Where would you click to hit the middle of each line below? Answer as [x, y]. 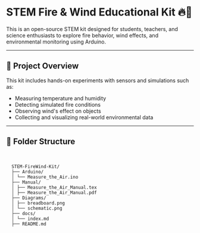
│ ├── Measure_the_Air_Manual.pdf [54, 192]
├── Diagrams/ [29, 198]
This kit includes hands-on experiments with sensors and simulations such [98, 80]
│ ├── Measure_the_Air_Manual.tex [54, 187]
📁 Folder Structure [41, 142]
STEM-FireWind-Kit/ [36, 166]
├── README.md [29, 224]
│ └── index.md [30, 219]
